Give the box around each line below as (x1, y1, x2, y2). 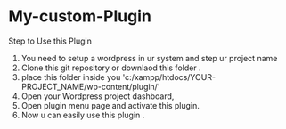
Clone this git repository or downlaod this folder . (20, 62, 201, 73)
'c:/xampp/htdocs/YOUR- (122, 71, 216, 82)
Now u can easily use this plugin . (20, 109, 145, 120)
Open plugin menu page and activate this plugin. (20, 100, 200, 110)
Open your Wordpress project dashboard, (20, 91, 175, 101)
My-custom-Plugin (8, 6, 152, 27)
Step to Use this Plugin (8, 36, 93, 46)
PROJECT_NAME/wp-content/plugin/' (20, 81, 160, 92)
